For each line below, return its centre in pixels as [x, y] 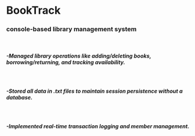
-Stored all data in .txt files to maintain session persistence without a [94, 91]
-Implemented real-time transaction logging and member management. [98, 126]
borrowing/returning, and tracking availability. [66, 62]
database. [19, 98]
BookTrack [34, 10]
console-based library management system [71, 29]
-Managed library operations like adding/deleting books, [79, 56]
